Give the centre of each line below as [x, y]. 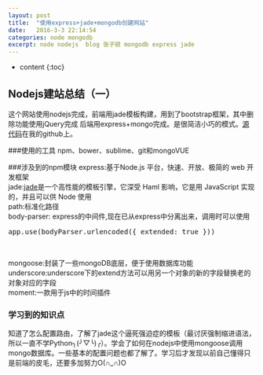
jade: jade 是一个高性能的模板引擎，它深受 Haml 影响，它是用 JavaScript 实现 [131, 186]
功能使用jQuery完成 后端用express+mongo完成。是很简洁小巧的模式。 [129, 123]
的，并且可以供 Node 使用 [50, 197]
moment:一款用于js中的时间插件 [60, 292]
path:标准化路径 [34, 206]
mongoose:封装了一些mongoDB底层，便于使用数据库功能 [101, 263]
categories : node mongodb [50, 37]
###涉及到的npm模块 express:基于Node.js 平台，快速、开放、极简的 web [127, 167]
